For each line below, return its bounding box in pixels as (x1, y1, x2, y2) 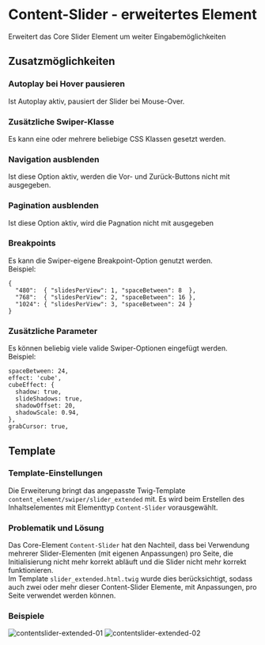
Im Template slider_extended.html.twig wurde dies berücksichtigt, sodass (8, 574, 253, 583)
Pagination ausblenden (8, 200, 99, 211)
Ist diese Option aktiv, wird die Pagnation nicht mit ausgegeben (8, 218, 214, 227)
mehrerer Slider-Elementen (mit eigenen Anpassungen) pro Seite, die (8, 548, 233, 559)
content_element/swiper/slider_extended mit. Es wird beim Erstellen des (8, 494, 245, 503)
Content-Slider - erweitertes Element (8, 6, 257, 24)
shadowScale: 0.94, (15, 409, 80, 417)
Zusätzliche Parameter (8, 325, 98, 336)
